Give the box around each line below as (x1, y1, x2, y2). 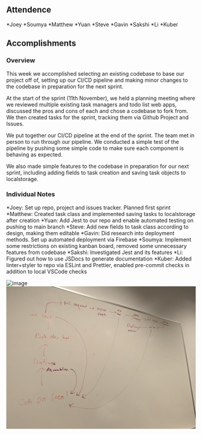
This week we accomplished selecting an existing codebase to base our (6, 70, 185, 77)
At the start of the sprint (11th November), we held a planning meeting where (6, 94, 195, 102)
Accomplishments (6, 39, 76, 49)
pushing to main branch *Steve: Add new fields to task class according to (6, 223, 189, 230)
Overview (6, 57, 35, 65)
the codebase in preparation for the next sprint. (6, 82, 124, 90)
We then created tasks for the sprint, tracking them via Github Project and (6, 114, 189, 121)
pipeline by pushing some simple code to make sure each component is (6, 144, 185, 152)
